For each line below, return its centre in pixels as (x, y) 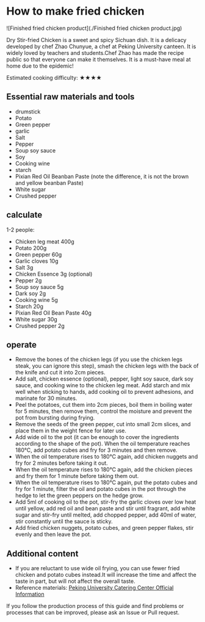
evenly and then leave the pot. (53, 534)
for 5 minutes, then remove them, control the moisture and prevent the (103, 411)
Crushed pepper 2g (40, 326)
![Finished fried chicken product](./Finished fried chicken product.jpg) (94, 28)
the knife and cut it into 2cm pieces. (60, 373)
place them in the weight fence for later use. (71, 431)
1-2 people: (20, 229)
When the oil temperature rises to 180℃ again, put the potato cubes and (106, 482)
